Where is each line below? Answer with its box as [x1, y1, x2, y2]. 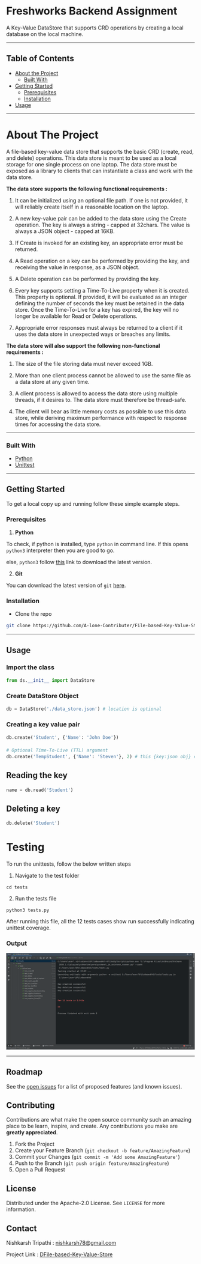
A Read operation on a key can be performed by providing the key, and [14, 257, 190, 264]
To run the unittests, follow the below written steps [6, 860, 132, 867]
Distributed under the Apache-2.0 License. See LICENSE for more [6, 1200, 166, 1207]
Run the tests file [14, 895, 57, 902]
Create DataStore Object [6, 691, 79, 700]
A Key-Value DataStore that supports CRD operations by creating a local [6, 24, 184, 31]
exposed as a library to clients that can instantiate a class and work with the [6, 167, 193, 174]
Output [6, 939, 28, 947]
